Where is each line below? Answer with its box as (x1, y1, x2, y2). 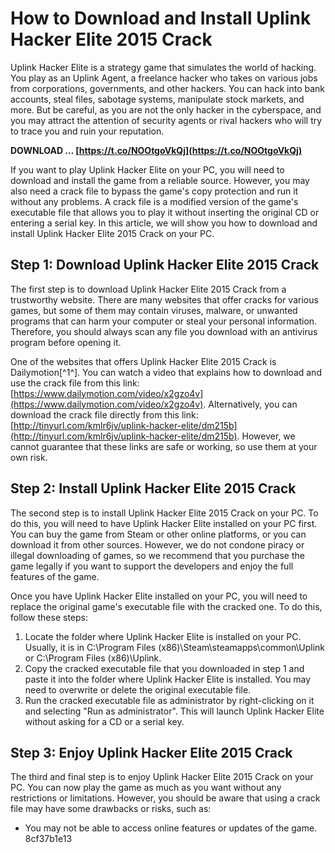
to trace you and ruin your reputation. (10, 125, 165, 137)
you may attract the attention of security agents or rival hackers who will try (10, 114, 323, 126)
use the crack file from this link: (10, 377, 140, 389)
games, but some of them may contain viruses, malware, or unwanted (10, 304, 298, 316)
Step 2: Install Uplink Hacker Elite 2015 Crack (10, 480, 297, 497)
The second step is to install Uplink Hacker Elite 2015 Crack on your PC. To (10, 507, 319, 519)
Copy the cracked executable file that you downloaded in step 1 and (24, 662, 305, 674)
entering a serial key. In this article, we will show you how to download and (10, 217, 318, 229)
